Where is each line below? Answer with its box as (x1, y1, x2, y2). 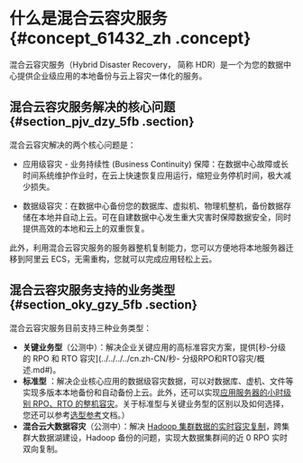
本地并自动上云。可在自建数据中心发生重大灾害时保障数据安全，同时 (38, 212, 291, 222)
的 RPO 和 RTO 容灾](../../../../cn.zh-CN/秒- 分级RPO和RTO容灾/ (22, 353, 257, 364)
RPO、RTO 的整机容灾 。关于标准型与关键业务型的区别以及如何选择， (32, 398, 289, 409)
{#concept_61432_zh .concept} (9, 28, 252, 49)
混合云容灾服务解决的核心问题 (9, 99, 176, 115)
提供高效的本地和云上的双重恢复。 (22, 222, 150, 233)
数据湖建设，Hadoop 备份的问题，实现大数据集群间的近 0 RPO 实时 (38, 431, 289, 443)
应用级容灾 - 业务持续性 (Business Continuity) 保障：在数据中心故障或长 (22, 158, 289, 169)
